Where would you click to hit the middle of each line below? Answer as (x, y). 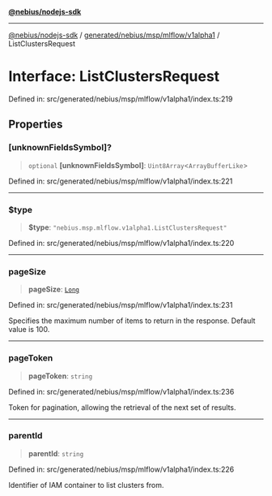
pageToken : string (60, 376)
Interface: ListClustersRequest (114, 77)
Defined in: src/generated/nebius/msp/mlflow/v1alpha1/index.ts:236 (121, 391)
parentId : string (56, 453)
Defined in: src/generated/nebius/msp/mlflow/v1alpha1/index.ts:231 (121, 305)
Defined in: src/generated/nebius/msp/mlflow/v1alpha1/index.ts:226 (121, 469)
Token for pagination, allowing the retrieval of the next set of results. (122, 407)
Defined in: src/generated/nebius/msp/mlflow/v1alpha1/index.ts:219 (121, 99)
